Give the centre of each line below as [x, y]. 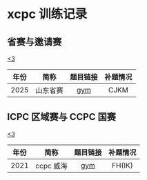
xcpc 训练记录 [47, 14]
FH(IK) [122, 165]
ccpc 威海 [51, 166]
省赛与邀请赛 [35, 42]
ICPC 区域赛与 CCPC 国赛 [61, 117]
